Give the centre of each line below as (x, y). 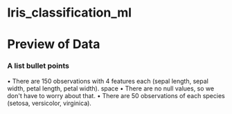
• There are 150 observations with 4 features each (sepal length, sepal (108, 81)
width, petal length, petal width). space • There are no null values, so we (111, 88)
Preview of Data (54, 45)
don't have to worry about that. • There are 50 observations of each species (116, 95)
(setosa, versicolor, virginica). (50, 103)
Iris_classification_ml (70, 13)
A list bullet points (38, 66)
